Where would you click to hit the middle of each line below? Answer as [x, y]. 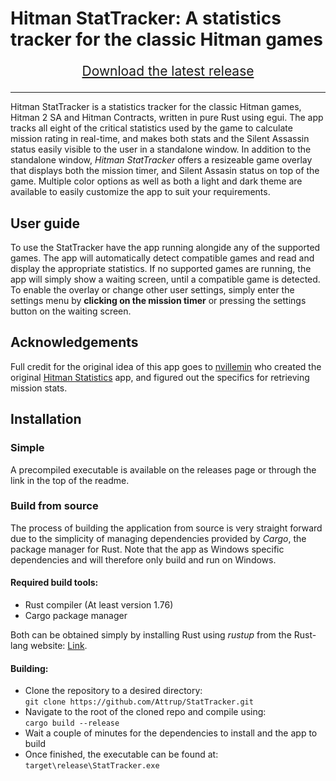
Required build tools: [54, 583]
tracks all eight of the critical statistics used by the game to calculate [151, 128]
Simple [27, 448]
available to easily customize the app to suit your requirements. [140, 192]
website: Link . [59, 645]
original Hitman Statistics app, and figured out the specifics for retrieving [160, 377]
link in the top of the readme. [70, 480]
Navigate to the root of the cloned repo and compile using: [145, 712]
